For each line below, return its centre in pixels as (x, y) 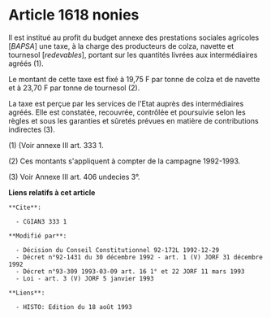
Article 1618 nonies (74, 15)
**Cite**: (25, 207)
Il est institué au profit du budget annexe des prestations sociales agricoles (134, 37)
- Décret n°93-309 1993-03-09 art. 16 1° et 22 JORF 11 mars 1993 (130, 271)
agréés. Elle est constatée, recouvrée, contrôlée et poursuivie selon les (127, 112)
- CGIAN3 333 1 (41, 221)
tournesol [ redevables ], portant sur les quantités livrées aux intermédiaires (133, 54)
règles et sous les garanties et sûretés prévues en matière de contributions (133, 120)
